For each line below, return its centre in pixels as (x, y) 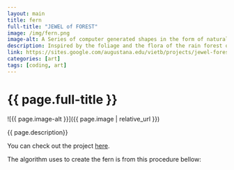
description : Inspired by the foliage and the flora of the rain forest (115, 46)
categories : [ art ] (34, 59)
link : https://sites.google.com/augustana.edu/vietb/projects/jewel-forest (119, 53)
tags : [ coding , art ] (37, 65)
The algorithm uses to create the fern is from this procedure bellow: (104, 159)
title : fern (24, 20)
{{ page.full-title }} (62, 100)
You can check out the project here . (58, 146)
